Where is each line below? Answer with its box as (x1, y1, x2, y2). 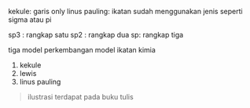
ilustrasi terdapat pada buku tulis (27, 92, 134, 101)
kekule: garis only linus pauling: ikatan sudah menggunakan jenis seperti (8, 7, 243, 16)
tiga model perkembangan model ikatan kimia (8, 45, 156, 54)
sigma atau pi (8, 15, 52, 24)
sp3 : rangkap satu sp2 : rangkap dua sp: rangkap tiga (8, 31, 184, 39)
